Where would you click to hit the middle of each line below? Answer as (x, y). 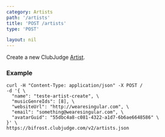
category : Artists (30, 12)
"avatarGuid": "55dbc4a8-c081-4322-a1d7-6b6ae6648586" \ (86, 118)
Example (19, 73)
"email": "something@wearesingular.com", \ (68, 112)
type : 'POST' (23, 29)
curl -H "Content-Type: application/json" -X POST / (75, 86)
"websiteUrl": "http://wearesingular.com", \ (71, 107)
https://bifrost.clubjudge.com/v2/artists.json (68, 128)
